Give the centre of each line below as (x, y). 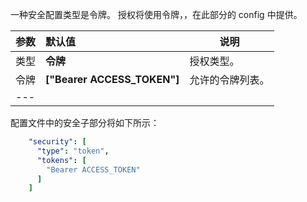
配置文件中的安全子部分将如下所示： (85, 122)
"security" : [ (57, 142)
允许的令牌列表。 (229, 80)
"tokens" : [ (61, 160)
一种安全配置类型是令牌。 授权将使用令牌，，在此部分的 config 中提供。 (156, 14)
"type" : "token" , (73, 151)
